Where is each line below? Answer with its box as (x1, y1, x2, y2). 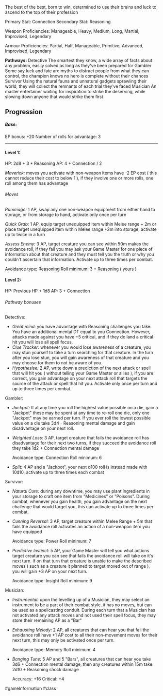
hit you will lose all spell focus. (12, 339, 73, 345)
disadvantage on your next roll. (12, 425, 74, 431)
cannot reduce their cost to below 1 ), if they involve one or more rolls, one (5, 175, 154, 181)
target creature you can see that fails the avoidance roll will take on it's (12, 553, 154, 559)
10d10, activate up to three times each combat (12, 469, 104, 475)
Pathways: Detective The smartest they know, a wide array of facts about (5, 58, 153, 63)
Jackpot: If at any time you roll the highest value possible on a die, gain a (12, 405, 158, 411)
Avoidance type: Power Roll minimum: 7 (12, 538, 91, 544)
